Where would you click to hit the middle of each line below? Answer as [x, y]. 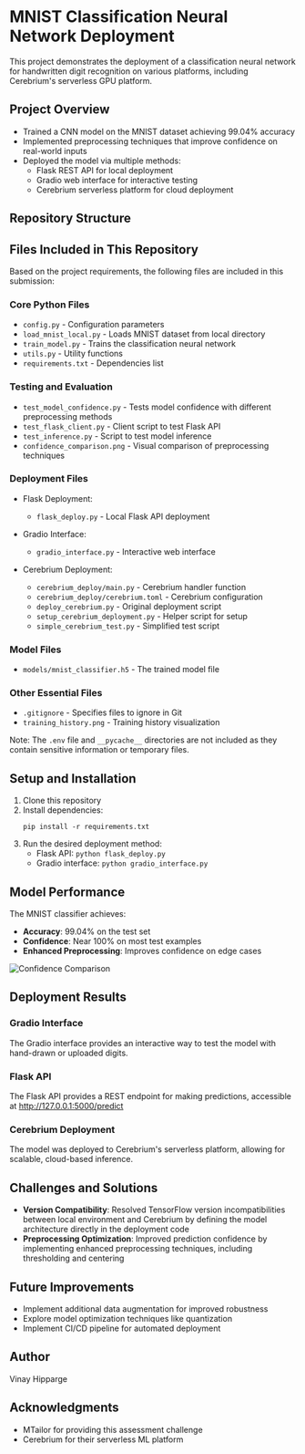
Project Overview [60, 110]
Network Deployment [92, 36]
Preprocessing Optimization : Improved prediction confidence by [145, 1239]
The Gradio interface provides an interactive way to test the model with [142, 1043]
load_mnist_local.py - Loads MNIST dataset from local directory [144, 334]
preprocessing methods [67, 416]
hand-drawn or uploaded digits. [69, 1053]
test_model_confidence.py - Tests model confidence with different [147, 407]
